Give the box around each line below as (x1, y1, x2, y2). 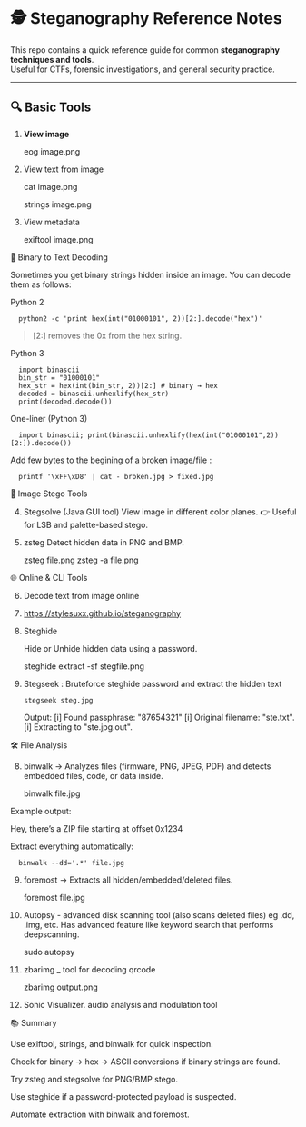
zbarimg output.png (23, 982, 98, 992)
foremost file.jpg (23, 892, 85, 903)
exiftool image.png (23, 234, 94, 244)
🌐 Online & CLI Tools (10, 572, 88, 583)
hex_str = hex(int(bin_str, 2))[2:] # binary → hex (18, 381, 219, 390)
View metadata (23, 216, 81, 227)
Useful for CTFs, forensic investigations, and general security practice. (10, 64, 275, 75)
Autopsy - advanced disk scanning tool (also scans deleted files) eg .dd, (23, 909, 295, 920)
